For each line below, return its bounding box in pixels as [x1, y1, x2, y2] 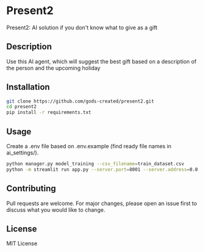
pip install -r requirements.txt [6, 109, 92, 116]
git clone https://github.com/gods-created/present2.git [6, 98, 155, 104]
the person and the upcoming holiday [6, 64, 101, 71]
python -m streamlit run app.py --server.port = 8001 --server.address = [6, 166, 190, 173]
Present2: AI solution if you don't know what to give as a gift [6, 24, 158, 31]
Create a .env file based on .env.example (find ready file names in [6, 143, 172, 149]
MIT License [6, 240, 38, 247]
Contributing [6, 184, 56, 194]
